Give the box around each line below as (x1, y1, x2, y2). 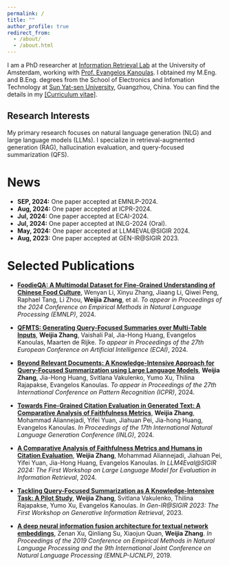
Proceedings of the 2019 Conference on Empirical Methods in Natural (17, 536, 215, 545)
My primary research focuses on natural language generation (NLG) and (7, 128, 212, 136)
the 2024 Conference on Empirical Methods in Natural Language (17, 302, 201, 311)
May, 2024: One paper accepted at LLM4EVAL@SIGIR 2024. (17, 227, 190, 235)
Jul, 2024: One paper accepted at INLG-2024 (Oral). (17, 219, 167, 227)
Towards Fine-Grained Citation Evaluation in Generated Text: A (17, 401, 201, 410)
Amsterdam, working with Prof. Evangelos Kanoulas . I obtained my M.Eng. (7, 68, 217, 76)
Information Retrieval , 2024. (17, 473, 97, 481)
